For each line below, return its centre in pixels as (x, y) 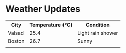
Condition (98, 25)
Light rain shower (98, 33)
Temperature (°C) (51, 25)
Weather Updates (43, 9)
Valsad (16, 33)
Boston (16, 41)
